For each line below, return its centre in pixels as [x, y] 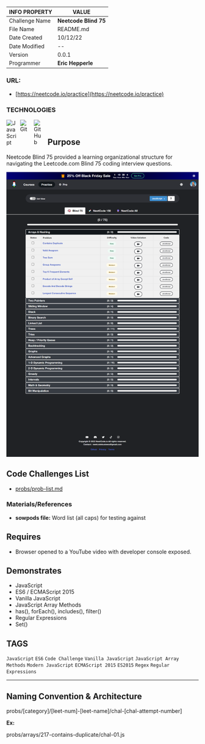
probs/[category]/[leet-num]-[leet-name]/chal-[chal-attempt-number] [94, 711]
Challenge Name [30, 20]
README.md [73, 29]
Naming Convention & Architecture [74, 696]
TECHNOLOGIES [31, 109]
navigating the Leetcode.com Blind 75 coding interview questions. [89, 163]
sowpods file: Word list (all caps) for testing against [81, 517]
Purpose [64, 142]
